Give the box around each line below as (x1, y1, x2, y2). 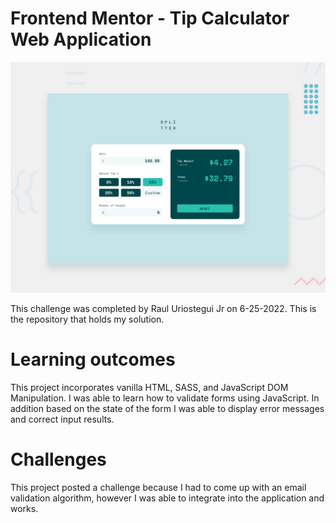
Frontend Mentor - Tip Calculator (10, 7, 290, 30)
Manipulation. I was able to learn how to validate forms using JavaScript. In (10, 392, 320, 404)
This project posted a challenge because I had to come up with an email (10, 481, 307, 493)
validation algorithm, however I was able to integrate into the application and (10, 492, 325, 504)
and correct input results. (10, 413, 115, 426)
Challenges (10, 448, 107, 471)
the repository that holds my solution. (10, 313, 165, 326)
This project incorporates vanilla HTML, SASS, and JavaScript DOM (10, 382, 289, 394)
